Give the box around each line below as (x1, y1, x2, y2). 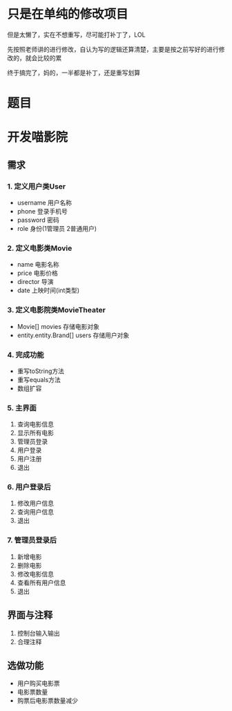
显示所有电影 (17, 429, 54, 437)
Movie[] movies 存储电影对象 (17, 322, 100, 330)
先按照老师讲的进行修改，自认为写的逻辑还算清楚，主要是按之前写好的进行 (7, 45, 219, 53)
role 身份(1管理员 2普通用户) (17, 225, 97, 232)
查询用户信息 (17, 508, 54, 516)
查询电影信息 (17, 420, 54, 428)
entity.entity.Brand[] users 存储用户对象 (17, 331, 130, 339)
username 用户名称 (17, 198, 72, 207)
